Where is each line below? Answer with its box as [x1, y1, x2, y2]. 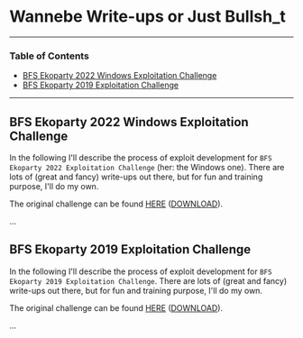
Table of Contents [9, 50, 90, 62]
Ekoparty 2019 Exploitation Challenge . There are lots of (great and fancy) [9, 275, 288, 286]
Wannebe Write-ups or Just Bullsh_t [9, 6, 286, 27]
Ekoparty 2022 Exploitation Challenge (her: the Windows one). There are [9, 162, 285, 173]
